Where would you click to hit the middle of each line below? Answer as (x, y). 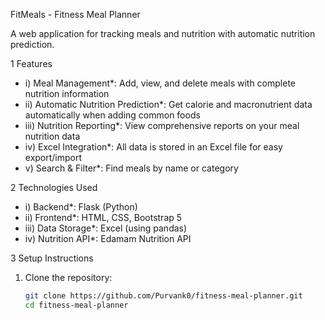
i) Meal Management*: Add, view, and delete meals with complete (160, 83)
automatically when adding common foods (112, 115)
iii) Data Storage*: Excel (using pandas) (106, 228)
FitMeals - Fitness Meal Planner (75, 14)
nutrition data (52, 136)
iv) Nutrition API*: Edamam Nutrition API (108, 238)
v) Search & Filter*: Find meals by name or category (131, 168)
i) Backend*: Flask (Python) (81, 207)
